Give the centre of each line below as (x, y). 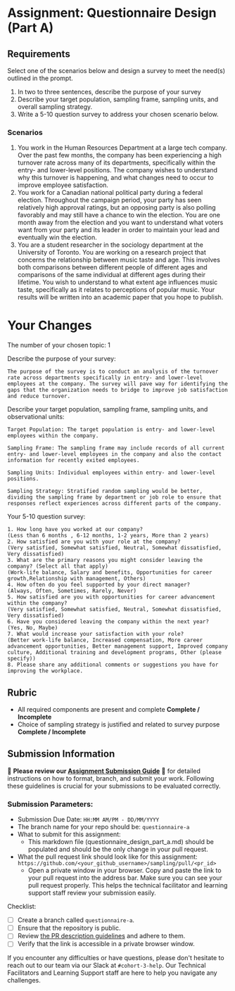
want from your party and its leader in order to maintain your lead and (119, 230)
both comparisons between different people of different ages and (112, 267)
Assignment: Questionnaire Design (112, 13)
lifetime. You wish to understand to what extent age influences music (118, 282)
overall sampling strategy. (55, 107)
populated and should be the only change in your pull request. (118, 850)
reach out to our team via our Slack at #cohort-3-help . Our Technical (107, 966)
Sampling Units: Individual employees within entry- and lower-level (112, 473)
